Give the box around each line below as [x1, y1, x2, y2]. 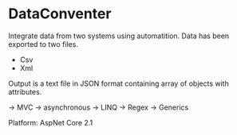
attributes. [8, 87, 42, 96]
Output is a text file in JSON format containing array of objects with [8, 79, 229, 88]
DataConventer [8, 5, 112, 23]
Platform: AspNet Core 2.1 [8, 118, 93, 127]
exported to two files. [8, 39, 78, 48]
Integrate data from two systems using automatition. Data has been [8, 31, 230, 40]
